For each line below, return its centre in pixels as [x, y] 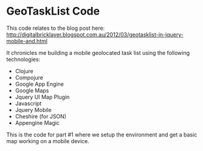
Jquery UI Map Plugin [42, 97]
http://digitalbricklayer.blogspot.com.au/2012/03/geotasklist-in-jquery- [95, 34]
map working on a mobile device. [48, 141]
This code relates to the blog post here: [56, 28]
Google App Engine [39, 84]
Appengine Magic [37, 122]
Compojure [29, 77]
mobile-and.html [27, 41]
